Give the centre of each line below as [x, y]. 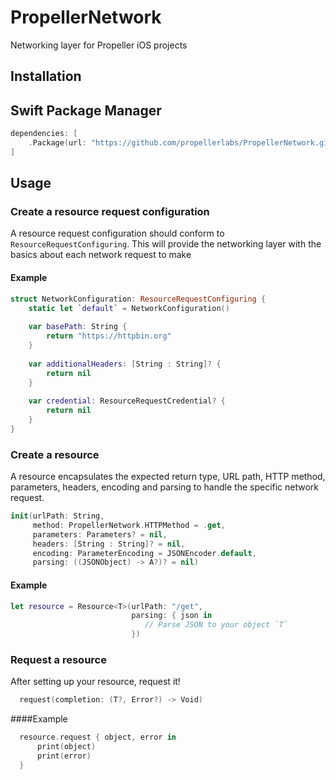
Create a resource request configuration [110, 212]
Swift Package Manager [86, 110]
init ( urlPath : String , [57, 516]
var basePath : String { [78, 327]
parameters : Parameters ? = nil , [100, 534]
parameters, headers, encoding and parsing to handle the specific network [165, 487]
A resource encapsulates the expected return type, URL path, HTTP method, [168, 477]
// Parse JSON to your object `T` [216, 625]
